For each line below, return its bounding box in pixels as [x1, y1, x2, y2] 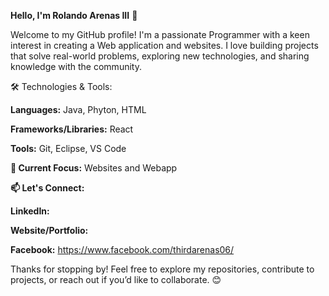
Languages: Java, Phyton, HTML [10, 104, 147, 115]
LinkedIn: [10, 205, 50, 217]
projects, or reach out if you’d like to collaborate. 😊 [10, 274, 222, 285]
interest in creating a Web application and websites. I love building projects [10, 40, 319, 51]
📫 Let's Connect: [10, 182, 85, 194]
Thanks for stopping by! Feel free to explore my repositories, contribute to [10, 263, 315, 275]
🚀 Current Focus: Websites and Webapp [10, 162, 178, 174]
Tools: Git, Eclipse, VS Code [10, 143, 127, 154]
